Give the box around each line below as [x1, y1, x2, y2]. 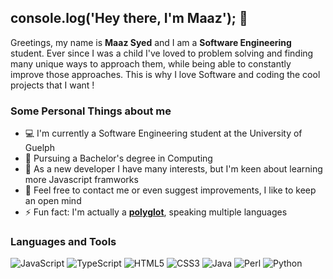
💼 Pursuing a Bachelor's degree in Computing [24, 152, 213, 165]
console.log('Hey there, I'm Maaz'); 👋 [10, 10, 248, 27]
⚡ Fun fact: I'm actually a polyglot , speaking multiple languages [24, 206, 288, 218]
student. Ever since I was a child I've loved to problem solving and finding [10, 47, 314, 59]
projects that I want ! [10, 79, 95, 91]
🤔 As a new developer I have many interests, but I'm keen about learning [24, 163, 323, 175]
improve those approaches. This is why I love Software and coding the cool [10, 68, 321, 80]
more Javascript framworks [24, 174, 139, 186]
